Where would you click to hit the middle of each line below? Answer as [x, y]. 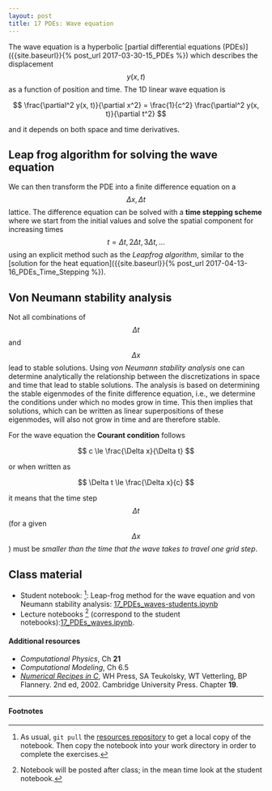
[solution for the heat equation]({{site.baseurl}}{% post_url [106, 264]
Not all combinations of [47, 317]
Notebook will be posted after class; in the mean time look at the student [141, 770]
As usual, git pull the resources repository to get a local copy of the [135, 737]
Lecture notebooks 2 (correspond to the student [100, 613]
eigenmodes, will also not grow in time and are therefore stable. [115, 419]
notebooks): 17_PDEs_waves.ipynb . [77, 622]
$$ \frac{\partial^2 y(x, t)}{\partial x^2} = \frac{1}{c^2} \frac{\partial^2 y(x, [136, 105]
